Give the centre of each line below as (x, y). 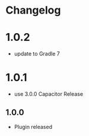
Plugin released (33, 127)
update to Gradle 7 (37, 54)
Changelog (33, 10)
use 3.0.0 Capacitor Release (49, 94)
